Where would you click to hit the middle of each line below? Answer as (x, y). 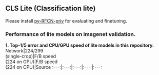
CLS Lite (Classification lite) (51, 8)
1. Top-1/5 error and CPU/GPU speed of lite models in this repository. (79, 45)
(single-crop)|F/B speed (31, 57)
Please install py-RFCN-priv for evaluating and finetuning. (66, 21)
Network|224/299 (24, 51)
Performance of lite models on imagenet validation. (71, 34)
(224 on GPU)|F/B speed (32, 62)
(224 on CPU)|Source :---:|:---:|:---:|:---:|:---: (54, 67)
